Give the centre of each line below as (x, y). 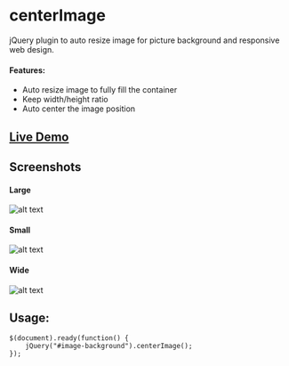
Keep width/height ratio (65, 100)
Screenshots (45, 167)
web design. (32, 49)
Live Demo (39, 137)
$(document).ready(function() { (69, 338)
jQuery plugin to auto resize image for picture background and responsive (144, 40)
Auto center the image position (79, 109)
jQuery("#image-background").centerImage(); (109, 346)
